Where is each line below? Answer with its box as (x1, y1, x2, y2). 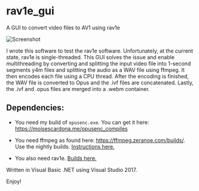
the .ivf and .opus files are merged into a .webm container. (6, 85, 150, 92)
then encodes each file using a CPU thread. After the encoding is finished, (6, 72, 189, 80)
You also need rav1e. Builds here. (14, 154, 97, 162)
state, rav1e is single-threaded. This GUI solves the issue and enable (6, 53, 175, 60)
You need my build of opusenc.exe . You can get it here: (14, 119, 149, 126)
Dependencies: (6, 103, 65, 113)
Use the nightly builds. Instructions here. (14, 143, 115, 150)
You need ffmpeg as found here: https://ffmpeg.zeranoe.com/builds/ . (14, 137, 185, 144)
